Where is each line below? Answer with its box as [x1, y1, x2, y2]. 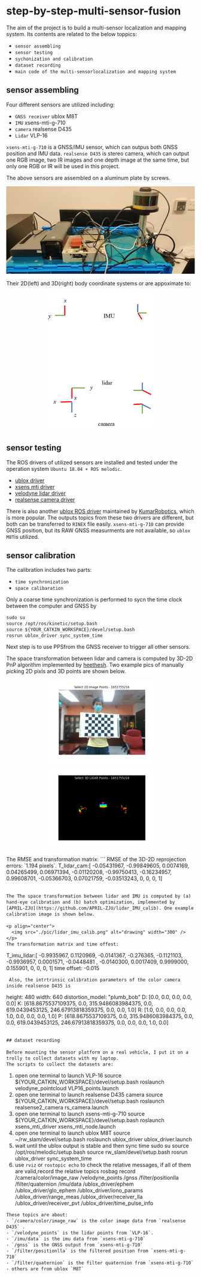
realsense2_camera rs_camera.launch [14, 1104, 109, 1111]
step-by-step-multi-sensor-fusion [6, 4, 181, 18]
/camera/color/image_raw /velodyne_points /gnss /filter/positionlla [14, 1174, 179, 1181]
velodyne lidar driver [14, 490, 66, 497]
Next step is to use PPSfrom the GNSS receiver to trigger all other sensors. [6, 643, 191, 651]
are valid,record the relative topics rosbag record [14, 1168, 136, 1175]
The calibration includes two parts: [6, 566, 92, 574]
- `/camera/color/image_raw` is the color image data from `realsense [6, 1218, 186, 1224]
